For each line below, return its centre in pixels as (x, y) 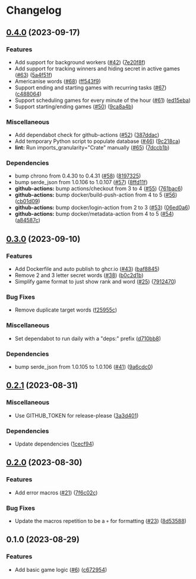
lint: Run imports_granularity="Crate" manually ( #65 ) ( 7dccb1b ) (92, 148)
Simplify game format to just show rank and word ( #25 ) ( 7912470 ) (95, 282)
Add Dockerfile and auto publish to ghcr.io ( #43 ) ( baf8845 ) (87, 269)
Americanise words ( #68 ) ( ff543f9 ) (58, 81)
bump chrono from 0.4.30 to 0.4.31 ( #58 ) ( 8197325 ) (78, 176)
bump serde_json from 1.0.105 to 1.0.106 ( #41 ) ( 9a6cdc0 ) (84, 367)
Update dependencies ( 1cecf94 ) (54, 444)
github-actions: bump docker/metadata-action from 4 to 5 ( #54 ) (94, 214)
